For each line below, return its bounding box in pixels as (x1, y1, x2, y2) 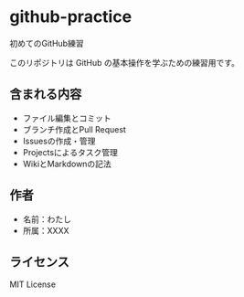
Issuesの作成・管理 (22, 135, 96, 146)
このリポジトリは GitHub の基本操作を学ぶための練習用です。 (9, 57, 240, 68)
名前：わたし (22, 213, 71, 225)
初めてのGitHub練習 (9, 37, 84, 48)
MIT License (9, 279, 57, 290)
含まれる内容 (9, 87, 82, 102)
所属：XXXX (22, 225, 69, 236)
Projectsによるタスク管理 (22, 146, 119, 157)
